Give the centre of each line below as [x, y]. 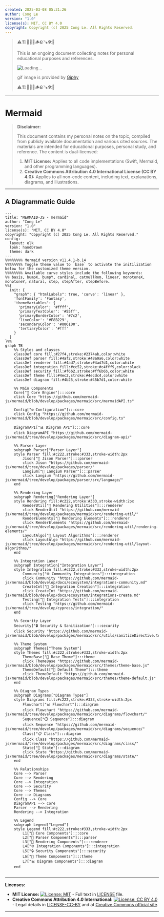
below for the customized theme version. [48, 269]
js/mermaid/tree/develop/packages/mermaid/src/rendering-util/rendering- [82, 527]
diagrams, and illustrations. [51, 182]
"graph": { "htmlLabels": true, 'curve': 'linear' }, [70, 294]
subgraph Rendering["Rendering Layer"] [54, 497]
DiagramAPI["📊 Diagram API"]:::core [52, 427]
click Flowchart [39, 710]
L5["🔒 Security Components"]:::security [64, 851]
